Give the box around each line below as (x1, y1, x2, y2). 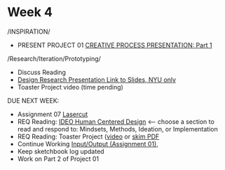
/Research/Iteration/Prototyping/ (7, 54, 102, 63)
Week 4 (7, 4, 53, 20)
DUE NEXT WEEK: (7, 96, 60, 105)
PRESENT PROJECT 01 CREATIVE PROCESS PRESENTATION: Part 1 (17, 41, 212, 49)
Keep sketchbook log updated (17, 147, 104, 155)
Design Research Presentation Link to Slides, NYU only (17, 75, 177, 84)
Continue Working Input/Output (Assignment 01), (17, 139, 159, 148)
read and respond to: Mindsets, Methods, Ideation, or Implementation (17, 125, 219, 133)
